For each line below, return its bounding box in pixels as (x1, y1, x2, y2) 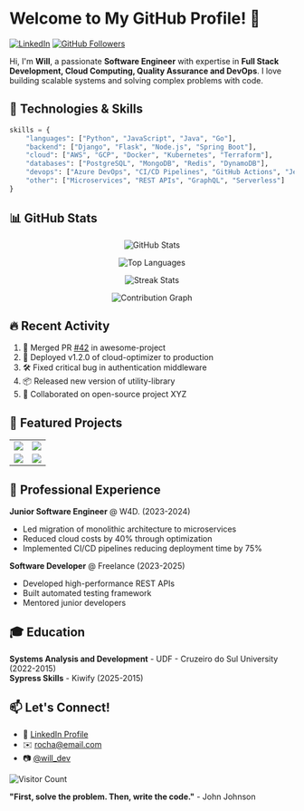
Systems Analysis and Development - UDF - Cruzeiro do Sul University (9, 653, 279, 664)
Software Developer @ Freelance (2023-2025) (9, 561, 185, 571)
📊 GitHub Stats (9, 210, 98, 226)
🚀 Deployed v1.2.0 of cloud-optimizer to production (22, 352, 214, 363)
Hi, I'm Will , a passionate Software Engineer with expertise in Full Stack (9, 55, 280, 66)
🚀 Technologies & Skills (9, 102, 143, 117)
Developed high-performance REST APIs (22, 578, 175, 589)
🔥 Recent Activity (9, 318, 110, 334)
